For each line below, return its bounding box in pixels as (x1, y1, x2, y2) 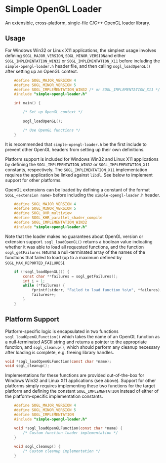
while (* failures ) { (23, 283, 65, 288)
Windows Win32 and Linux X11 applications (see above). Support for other (5, 377, 157, 384)
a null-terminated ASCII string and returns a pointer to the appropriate (5, 339, 147, 345)
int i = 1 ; (23, 278, 45, 283)
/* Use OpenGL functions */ (23, 128, 81, 133)
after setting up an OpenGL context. (5, 68, 78, 74)
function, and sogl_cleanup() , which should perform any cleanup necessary (5, 344, 160, 350)
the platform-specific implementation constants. (5, 393, 103, 399)
